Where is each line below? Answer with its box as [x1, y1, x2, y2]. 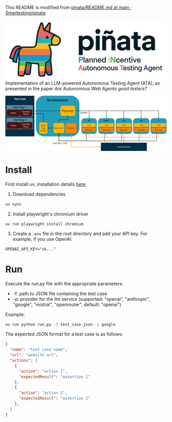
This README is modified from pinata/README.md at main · [5, 5, 132, 10]
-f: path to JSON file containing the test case [12, 290, 107, 297]
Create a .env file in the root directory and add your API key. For [12, 231, 147, 237]
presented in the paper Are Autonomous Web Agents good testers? [5, 85, 147, 91]
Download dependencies [12, 191, 66, 197]
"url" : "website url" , [10, 353, 58, 358]
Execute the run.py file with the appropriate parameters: [5, 280, 123, 286]
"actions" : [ [10, 358, 38, 363]
